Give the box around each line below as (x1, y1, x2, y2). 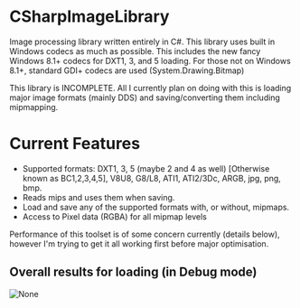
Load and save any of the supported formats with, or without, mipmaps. (22, 201, 290, 212)
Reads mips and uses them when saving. (22, 191, 175, 202)
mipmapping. (9, 101, 59, 112)
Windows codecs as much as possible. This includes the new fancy (9, 45, 261, 56)
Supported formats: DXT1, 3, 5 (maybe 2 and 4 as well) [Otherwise (22, 163, 270, 173)
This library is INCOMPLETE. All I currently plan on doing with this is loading (9, 82, 292, 93)
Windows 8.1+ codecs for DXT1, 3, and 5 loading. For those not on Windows (9, 55, 291, 66)
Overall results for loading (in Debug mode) (9, 265, 258, 280)
